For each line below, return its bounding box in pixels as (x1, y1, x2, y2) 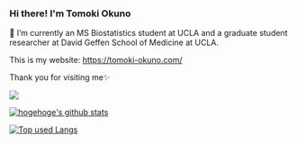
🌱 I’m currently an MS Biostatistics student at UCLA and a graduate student (9, 28, 288, 39)
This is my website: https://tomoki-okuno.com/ (9, 55, 183, 66)
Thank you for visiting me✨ (9, 72, 111, 83)
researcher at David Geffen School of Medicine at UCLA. (9, 37, 219, 48)
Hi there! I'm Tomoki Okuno (9, 7, 131, 20)
